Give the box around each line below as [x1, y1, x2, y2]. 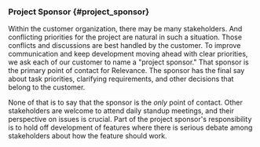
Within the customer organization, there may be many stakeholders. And [8, 24, 243, 34]
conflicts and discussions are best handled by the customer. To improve [8, 41, 241, 50]
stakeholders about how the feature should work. [8, 131, 167, 141]
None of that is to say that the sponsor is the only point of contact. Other [8, 97, 244, 108]
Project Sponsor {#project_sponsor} [8, 6, 150, 17]
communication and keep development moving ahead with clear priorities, [8, 50, 248, 59]
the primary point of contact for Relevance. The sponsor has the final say [8, 66, 245, 75]
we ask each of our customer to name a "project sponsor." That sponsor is [8, 57, 249, 67]
